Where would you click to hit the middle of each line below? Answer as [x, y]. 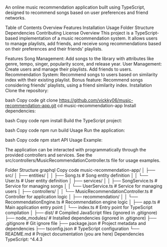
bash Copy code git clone [32, 100]
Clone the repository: [27, 90]
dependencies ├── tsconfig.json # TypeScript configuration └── [72, 228]
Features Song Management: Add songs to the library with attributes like [80, 59]
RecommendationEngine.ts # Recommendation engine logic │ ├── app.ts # [83, 202]
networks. [15, 18]
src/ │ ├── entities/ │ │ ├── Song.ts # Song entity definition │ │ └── [77, 175]
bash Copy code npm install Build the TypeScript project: [64, 120]
